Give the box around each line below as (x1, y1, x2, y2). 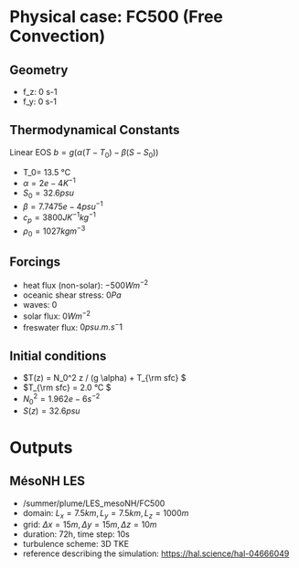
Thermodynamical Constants (9, 122, 180, 138)
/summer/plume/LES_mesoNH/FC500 (22, 498, 166, 509)
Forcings (9, 254, 61, 270)
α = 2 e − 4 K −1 (22, 176, 76, 189)
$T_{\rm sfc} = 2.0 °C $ (22, 382, 112, 394)
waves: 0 (22, 300, 58, 310)
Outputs (9, 437, 73, 458)
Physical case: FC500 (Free (9, 6, 224, 27)
